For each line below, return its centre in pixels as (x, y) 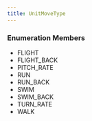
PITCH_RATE (35, 67)
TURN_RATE (35, 104)
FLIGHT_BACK (37, 60)
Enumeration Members (46, 37)
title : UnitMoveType (37, 13)
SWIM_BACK (35, 97)
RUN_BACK (33, 82)
